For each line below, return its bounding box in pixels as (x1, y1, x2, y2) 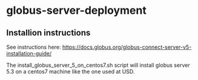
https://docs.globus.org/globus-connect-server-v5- (62, 43, 192, 51)
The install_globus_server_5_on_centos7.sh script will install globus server (6, 61, 190, 69)
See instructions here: (6, 43, 62, 51)
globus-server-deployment (6, 4, 147, 17)
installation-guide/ (6, 50, 52, 57)
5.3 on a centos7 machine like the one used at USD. (6, 68, 135, 75)
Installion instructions (6, 28, 91, 38)
